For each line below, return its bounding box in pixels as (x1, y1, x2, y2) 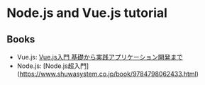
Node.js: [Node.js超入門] (16, 62, 89, 70)
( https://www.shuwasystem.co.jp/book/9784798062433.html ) (16, 69, 199, 78)
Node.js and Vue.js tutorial (6, 5, 168, 21)
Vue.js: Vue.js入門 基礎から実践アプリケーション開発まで (16, 53, 184, 61)
